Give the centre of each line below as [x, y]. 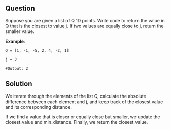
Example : [15, 41]
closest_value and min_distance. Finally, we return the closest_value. [77, 122]
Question [20, 8]
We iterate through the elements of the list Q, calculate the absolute [76, 96]
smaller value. [20, 31]
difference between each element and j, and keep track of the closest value [84, 102]
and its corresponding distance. [39, 107]
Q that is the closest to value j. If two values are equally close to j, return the [84, 26]
